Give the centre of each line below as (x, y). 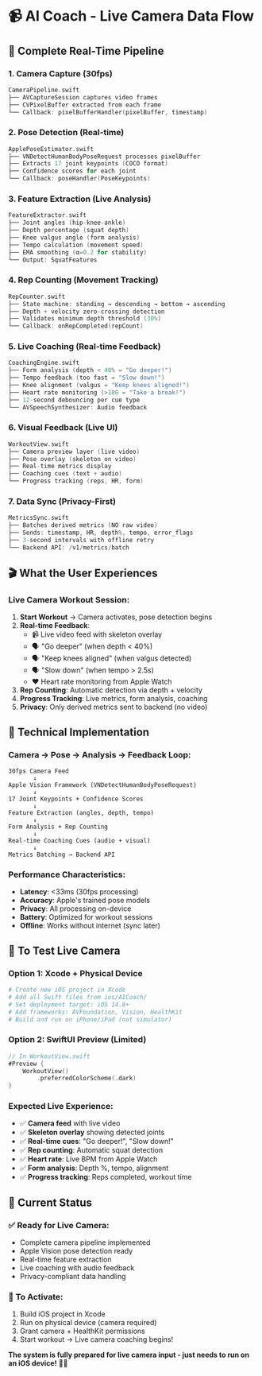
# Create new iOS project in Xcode (67, 990)
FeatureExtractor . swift (48, 215)
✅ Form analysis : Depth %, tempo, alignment (94, 1168)
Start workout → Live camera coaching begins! (96, 1339)
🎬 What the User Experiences (83, 574)
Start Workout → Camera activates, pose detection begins (116, 617)
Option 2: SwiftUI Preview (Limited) (77, 1040)
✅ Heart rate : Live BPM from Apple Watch (89, 1159)
